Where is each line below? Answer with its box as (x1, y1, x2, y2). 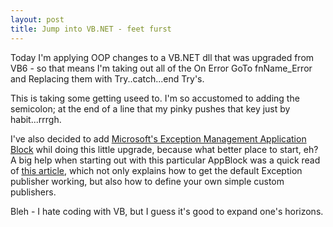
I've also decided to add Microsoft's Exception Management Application (10, 132, 307, 145)
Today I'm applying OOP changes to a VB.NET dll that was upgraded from (10, 51, 315, 63)
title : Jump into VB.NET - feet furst (10, 24, 172, 34)
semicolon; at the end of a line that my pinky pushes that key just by (10, 102, 291, 115)
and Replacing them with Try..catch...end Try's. (10, 72, 205, 85)
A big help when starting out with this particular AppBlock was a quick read (10, 154, 321, 166)
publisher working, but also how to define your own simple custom (10, 175, 285, 187)
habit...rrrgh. (10, 113, 62, 125)
